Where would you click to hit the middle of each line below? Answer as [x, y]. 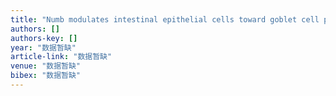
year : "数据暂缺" [43, 47]
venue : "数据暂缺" [46, 66]
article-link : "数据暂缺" [61, 57]
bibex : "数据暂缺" [46, 76]
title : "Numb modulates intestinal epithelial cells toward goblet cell [165, 19]
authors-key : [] [44, 38]
